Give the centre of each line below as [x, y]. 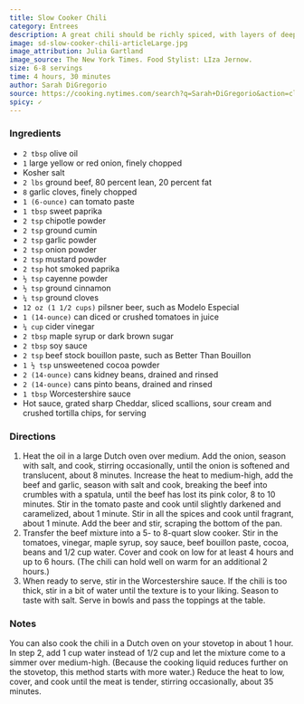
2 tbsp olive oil [50, 153]
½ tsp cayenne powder [65, 278]
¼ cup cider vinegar [58, 326]
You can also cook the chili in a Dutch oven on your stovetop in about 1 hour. [152, 643]
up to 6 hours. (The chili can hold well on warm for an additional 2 [145, 561]
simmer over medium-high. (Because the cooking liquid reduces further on [149, 662]
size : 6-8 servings [46, 69]
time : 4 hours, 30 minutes [60, 77]
